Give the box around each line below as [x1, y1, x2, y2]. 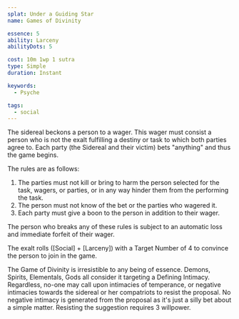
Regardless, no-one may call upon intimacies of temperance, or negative [7, 280, 221, 289]
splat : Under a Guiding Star [7, 10, 94, 18]
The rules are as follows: [7, 165, 80, 173]
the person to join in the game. [7, 251, 98, 260]
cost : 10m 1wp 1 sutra [7, 56, 75, 64]
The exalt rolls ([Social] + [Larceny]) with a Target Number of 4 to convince [7, 244, 229, 253]
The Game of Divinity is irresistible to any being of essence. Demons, [7, 265, 210, 274]
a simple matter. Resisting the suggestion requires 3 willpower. [7, 303, 191, 312]
